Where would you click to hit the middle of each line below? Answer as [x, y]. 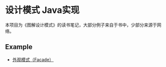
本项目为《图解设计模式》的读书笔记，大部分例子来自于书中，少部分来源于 [81, 25]
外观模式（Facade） [33, 60]
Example [19, 47]
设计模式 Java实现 [42, 10]
